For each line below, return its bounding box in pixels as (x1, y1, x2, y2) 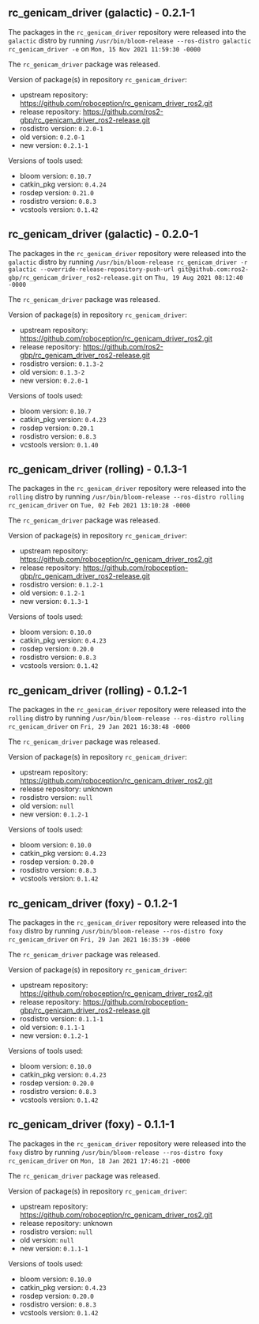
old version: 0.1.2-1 (19, 588, 85, 598)
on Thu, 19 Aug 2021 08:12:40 (144, 272, 243, 281)
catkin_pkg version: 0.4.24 (19, 179, 107, 189)
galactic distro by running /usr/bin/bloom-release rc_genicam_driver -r (8, 257, 248, 266)
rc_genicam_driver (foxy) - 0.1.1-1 (8, 1118, 175, 1131)
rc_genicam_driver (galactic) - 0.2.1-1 (8, 6, 196, 20)
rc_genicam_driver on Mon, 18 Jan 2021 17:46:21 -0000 (8, 1156, 191, 1165)
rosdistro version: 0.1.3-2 (19, 359, 104, 368)
